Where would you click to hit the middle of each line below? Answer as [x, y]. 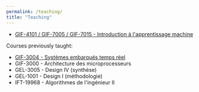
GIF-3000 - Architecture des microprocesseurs [73, 64]
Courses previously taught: [39, 46]
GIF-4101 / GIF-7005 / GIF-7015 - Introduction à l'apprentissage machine [104, 34]
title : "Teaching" [29, 17]
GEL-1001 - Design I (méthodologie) [59, 76]
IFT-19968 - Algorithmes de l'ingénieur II [65, 82]
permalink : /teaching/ [34, 12]
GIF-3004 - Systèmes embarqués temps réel [70, 57]
